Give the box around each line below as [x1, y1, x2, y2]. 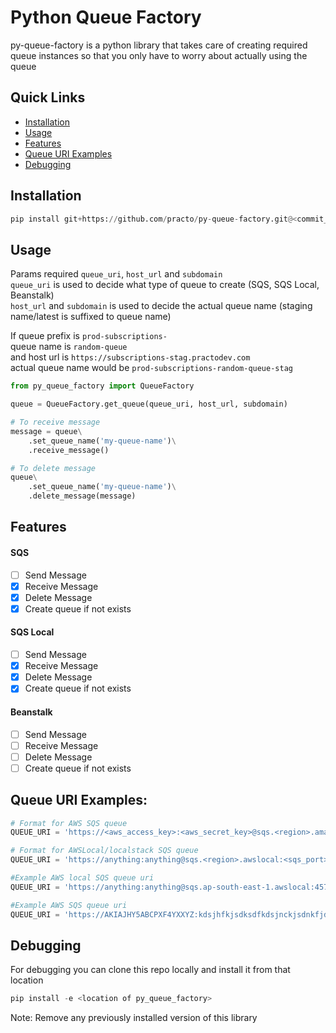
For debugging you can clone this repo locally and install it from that [10, 964, 291, 976]
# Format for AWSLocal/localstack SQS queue [10, 846, 199, 856]
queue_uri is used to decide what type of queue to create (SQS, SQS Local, [10, 279, 320, 291]
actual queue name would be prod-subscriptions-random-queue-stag [10, 362, 293, 374]
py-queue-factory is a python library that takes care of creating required [10, 39, 308, 51]
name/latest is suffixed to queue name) [10, 311, 172, 323]
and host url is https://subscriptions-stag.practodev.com [10, 351, 251, 363]
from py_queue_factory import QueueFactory [10, 381, 195, 391]
